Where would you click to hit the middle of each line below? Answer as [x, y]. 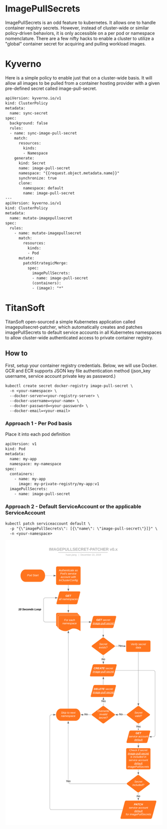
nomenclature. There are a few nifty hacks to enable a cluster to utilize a [79, 38]
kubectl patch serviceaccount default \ [48, 524]
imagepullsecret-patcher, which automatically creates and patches [74, 327]
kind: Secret [32, 163]
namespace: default [43, 188]
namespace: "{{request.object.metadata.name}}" [69, 173]
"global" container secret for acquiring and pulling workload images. [75, 43]
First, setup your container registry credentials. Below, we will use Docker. [81, 365]
